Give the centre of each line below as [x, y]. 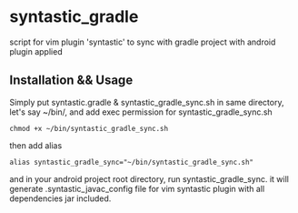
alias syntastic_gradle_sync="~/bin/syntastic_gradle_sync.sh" [132, 162]
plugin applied [36, 51]
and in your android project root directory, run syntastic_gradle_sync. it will [149, 178]
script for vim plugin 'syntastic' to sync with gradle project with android [143, 42]
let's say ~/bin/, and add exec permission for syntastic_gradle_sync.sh [141, 112]
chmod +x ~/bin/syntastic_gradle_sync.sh [89, 128]
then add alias [36, 145]
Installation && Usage [71, 81]
